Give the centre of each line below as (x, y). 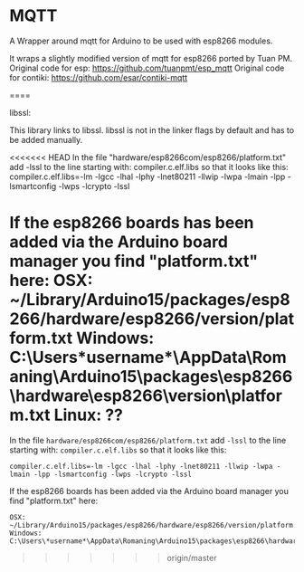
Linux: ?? (89, 415)
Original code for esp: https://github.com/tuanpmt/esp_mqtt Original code (147, 68)
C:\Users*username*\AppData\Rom (148, 357)
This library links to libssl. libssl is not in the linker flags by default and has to (152, 130)
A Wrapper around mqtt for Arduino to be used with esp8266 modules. (141, 41)
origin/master (192, 558)
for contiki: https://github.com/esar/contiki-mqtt (99, 77)
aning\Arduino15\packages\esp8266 (151, 377)
